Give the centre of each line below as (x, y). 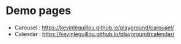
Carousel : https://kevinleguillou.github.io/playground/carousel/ (94, 28)
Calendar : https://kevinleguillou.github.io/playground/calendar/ (94, 34)
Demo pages (39, 11)
